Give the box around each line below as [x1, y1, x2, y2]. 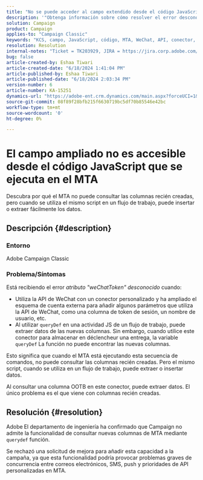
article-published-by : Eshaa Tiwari [6, 71, 98, 77]
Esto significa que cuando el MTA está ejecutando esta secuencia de [6, 352, 178, 360]
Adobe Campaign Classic [6, 255, 69, 262]
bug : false [6, 54, 34, 60]
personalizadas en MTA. [6, 467, 66, 474]
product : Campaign [6, 25, 53, 32]
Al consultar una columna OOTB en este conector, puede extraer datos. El [6, 383, 190, 391]
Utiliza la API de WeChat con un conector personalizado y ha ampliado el [14, 296, 197, 303]
